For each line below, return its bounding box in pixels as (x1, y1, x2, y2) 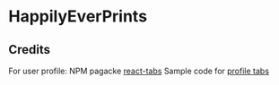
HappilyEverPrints (8, 6, 148, 27)
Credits (8, 42, 51, 57)
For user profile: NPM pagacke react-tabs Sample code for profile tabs (8, 65, 270, 76)
